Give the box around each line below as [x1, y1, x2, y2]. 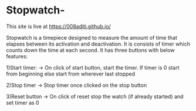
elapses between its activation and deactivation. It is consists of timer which [6, 40, 191, 47]
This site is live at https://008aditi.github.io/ [6, 23, 111, 30]
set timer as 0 [6, 99, 39, 106]
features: [6, 53, 28, 60]
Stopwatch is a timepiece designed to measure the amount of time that [6, 34, 177, 41]
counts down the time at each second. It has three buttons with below [6, 46, 175, 53]
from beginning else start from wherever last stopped [6, 70, 136, 77]
